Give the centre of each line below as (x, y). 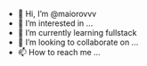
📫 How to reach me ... (59, 52)
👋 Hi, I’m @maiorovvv (57, 14)
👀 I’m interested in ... (55, 23)
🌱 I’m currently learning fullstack (77, 33)
